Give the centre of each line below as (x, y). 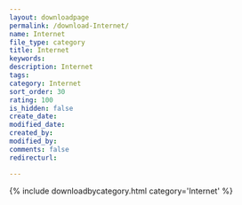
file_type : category (48, 42)
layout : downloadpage (49, 17)
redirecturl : (33, 158)
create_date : (33, 116)
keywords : (28, 59)
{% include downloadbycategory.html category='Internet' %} (121, 191)
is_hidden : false (41, 108)
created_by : (31, 133)
